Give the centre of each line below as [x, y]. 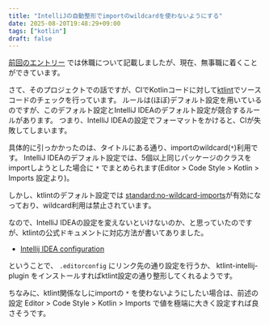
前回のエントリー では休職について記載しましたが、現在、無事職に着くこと [133, 62]
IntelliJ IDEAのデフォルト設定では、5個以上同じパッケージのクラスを [138, 158]
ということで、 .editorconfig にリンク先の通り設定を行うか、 [111, 266]
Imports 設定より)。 [41, 178]
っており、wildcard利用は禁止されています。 [82, 205]
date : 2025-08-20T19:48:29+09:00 [65, 24]
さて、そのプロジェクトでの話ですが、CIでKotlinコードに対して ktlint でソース [135, 90]
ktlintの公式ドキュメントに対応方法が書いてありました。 [115, 233]
